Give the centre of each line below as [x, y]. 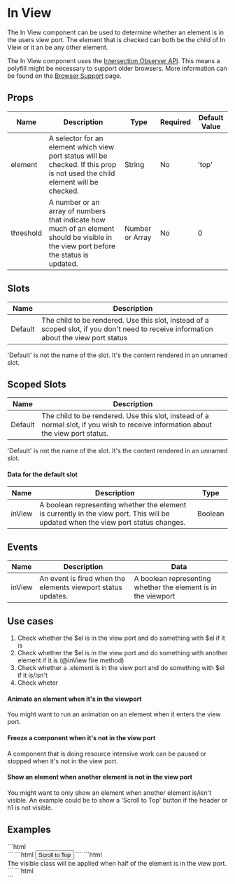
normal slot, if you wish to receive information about [127, 424]
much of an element [81, 228]
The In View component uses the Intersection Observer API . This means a [114, 60]
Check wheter [37, 683]
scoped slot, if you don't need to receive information [127, 329]
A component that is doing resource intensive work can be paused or [107, 754]
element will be [73, 182]
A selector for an [76, 138]
